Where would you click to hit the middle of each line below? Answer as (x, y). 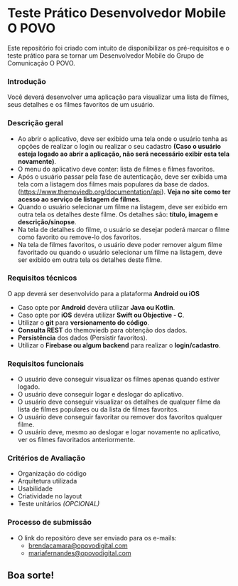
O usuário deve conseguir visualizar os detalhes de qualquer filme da (119, 402)
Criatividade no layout (50, 496)
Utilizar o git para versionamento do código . (83, 323)
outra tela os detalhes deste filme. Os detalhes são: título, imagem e (118, 214)
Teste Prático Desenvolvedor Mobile (117, 13)
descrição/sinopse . (47, 221)
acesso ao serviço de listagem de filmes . (79, 199)
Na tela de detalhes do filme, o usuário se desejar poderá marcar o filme (123, 229)
